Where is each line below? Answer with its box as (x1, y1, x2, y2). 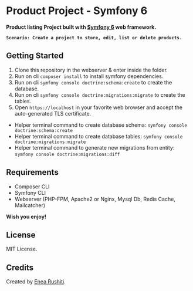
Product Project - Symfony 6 (6, 4, 148, 18)
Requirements (6, 167, 59, 177)
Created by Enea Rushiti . (6, 278, 66, 285)
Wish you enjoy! (6, 213, 47, 220)
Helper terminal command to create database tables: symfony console (14, 133, 183, 140)
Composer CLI (14, 183, 50, 190)
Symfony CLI (14, 189, 46, 196)
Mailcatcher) (14, 201, 46, 209)
